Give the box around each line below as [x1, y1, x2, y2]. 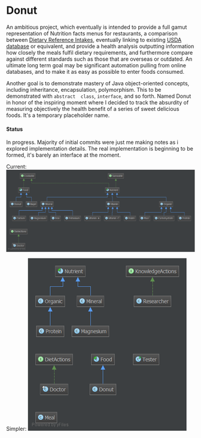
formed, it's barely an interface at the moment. [6, 151, 121, 159]
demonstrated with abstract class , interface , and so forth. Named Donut [6, 92, 191, 100]
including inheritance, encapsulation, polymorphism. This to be [6, 86, 162, 93]
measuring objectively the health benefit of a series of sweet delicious [6, 105, 179, 112]
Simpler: [6, 425, 27, 433]
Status [6, 125, 23, 133]
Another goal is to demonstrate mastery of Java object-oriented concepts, [6, 79, 190, 87]
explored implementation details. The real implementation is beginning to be [6, 145, 193, 152]
